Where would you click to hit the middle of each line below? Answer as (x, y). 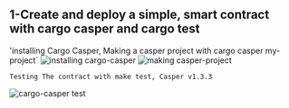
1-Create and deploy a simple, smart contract (140, 15)
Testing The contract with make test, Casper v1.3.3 (111, 76)
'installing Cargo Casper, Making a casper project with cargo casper (136, 50)
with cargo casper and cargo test (105, 29)
